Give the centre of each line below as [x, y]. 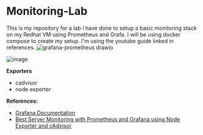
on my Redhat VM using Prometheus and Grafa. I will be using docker [94, 34]
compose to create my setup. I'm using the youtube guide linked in [90, 41]
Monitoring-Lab [47, 11]
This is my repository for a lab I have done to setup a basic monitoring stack [101, 28]
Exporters [19, 71]
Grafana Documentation [45, 112]
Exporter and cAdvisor [43, 125]
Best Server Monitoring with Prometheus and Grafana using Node [98, 119]
